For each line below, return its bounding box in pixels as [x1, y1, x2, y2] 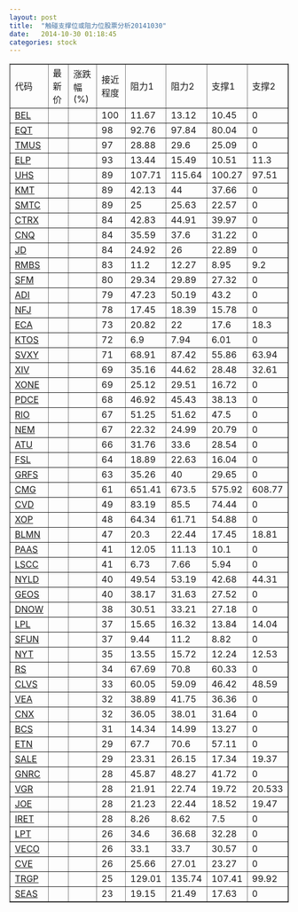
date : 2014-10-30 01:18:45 [9, 29, 117, 38]
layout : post [9, 12, 58, 22]
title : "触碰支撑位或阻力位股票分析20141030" [9, 21, 167, 30]
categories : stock [9, 37, 77, 47]
